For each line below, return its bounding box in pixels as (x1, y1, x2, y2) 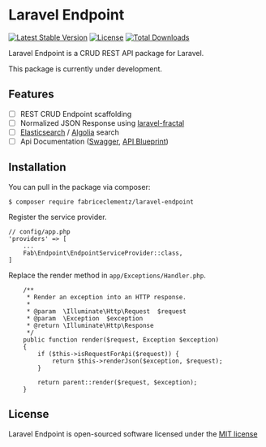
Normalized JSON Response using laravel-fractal (19, 118, 185, 127)
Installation (8, 161, 66, 174)
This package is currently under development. (8, 63, 163, 74)
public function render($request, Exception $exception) (23, 335, 220, 344)
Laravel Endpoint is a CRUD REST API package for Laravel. (8, 48, 204, 58)
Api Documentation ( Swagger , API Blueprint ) (19, 136, 169, 146)
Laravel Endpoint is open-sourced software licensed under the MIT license (8, 428, 258, 439)
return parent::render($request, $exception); (37, 378, 198, 386)
